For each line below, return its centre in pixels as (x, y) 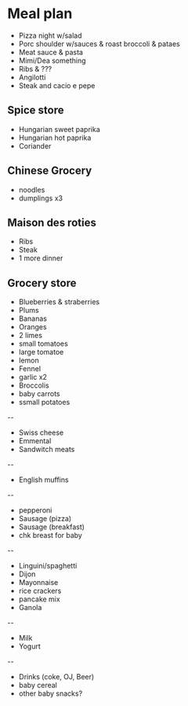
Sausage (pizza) (45, 519)
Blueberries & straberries (59, 302)
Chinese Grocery (50, 171)
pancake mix (39, 599)
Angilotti (32, 77)
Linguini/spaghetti (48, 566)
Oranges (33, 327)
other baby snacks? (51, 693)
